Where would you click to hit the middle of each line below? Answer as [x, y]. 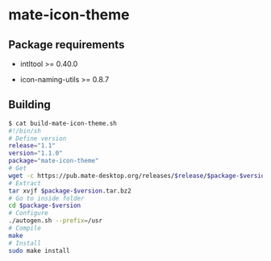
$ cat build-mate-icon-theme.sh [63, 123]
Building [29, 105]
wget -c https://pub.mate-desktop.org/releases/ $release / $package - [124, 176]
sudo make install [39, 251]
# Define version [38, 139]
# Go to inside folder [46, 198]
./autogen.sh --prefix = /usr [56, 221]
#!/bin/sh [25, 130]
